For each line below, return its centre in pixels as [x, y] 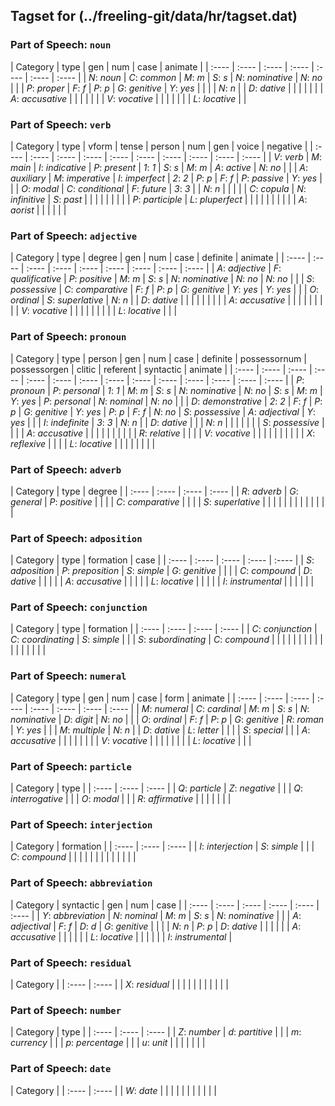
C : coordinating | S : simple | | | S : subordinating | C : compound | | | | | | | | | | [166, 640]
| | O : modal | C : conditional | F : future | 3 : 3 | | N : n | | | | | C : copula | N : [158, 188]
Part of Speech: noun [61, 45]
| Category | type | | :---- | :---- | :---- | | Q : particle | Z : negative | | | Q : [157, 788]
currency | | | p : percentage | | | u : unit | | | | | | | [108, 1043]
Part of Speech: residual [71, 962]
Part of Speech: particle [71, 766]
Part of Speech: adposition [76, 538]
